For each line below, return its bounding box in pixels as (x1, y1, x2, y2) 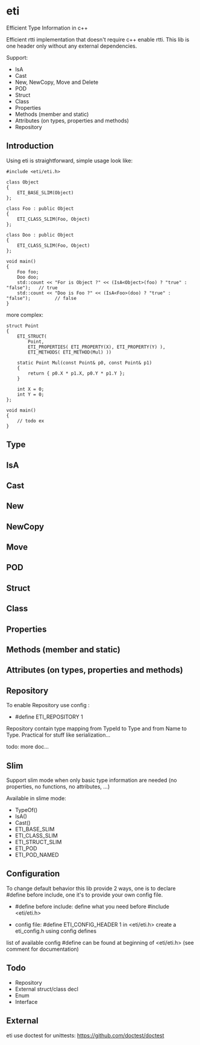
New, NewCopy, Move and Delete (14, 78, 99, 86)
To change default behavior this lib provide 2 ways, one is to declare (6, 885, 176, 892)
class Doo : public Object (6, 232, 74, 238)
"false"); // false (6, 295, 77, 301)
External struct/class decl (14, 985, 78, 993)
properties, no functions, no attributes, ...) (6, 783, 110, 790)
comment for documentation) (6, 945, 80, 953)
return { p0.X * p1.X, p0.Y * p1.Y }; (28, 370, 125, 376)
